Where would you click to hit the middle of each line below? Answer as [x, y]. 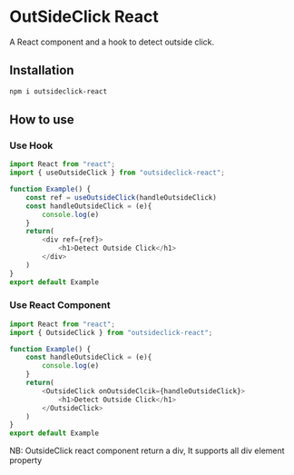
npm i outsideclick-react [58, 91]
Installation [42, 70]
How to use [42, 120]
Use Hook [31, 145]
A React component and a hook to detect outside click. [112, 42]
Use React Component [60, 305]
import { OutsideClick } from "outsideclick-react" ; [111, 332]
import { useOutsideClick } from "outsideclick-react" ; [117, 173]
